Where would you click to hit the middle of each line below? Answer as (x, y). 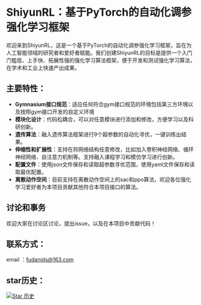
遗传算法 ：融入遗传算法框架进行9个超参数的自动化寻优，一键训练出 (98, 134)
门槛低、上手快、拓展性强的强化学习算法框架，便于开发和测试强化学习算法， (101, 60)
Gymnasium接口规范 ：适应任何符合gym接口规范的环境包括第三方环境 (101, 104)
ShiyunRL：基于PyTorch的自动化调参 (99, 12)
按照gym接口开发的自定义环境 (57, 111)
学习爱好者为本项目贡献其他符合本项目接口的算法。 (78, 186)
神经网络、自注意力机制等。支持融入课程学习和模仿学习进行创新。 (96, 156)
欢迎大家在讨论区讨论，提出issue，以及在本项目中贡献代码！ (81, 223)
